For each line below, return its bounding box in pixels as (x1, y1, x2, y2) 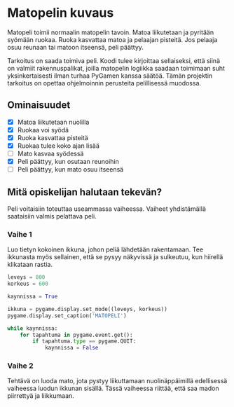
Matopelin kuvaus (7, 5, 114, 21)
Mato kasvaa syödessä (17, 149, 84, 158)
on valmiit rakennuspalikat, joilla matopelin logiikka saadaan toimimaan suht (7, 64, 226, 72)
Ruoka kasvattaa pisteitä (17, 133, 89, 142)
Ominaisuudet (7, 99, 71, 111)
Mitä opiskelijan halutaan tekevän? (7, 186, 163, 198)
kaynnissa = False (44, 345, 99, 352)
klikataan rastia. (7, 261, 53, 269)
